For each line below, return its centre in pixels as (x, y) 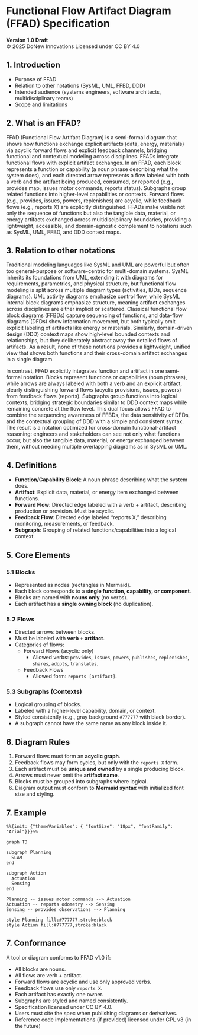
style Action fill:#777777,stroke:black (57, 925)
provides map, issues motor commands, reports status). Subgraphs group (96, 188)
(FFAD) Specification (58, 23)
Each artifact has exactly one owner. (59, 994)
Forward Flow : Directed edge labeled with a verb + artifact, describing (100, 505)
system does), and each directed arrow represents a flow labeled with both (98, 175)
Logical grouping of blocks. (48, 704)
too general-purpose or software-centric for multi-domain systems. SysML (97, 271)
